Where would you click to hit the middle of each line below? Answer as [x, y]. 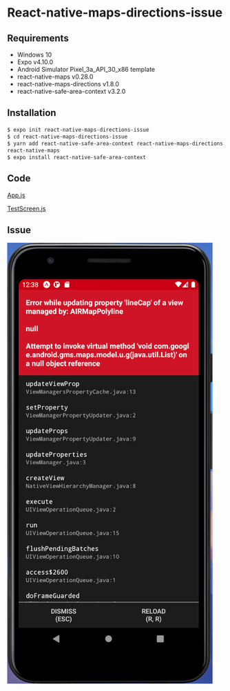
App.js [16, 195]
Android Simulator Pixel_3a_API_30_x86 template [86, 69]
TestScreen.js [27, 208]
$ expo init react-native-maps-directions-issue [78, 130]
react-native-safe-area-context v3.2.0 [71, 91]
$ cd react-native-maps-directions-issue [67, 137]
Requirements [38, 38]
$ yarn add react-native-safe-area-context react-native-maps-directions [115, 143]
